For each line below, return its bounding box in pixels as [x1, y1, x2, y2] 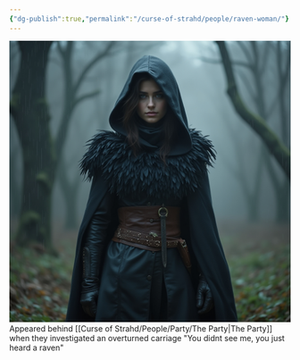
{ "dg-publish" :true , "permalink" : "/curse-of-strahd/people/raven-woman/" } [9, 14, 290, 23]
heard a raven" [9, 342, 64, 353]
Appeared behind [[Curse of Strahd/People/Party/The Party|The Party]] [9, 322, 273, 334]
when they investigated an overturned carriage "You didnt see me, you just [9, 332, 286, 343]
